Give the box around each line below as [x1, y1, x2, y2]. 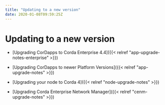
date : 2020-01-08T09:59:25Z [5, 12, 63, 17]
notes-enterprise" [12, 55, 49, 61]
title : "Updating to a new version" [5, 7, 81, 12]
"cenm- [132, 89, 148, 95]
